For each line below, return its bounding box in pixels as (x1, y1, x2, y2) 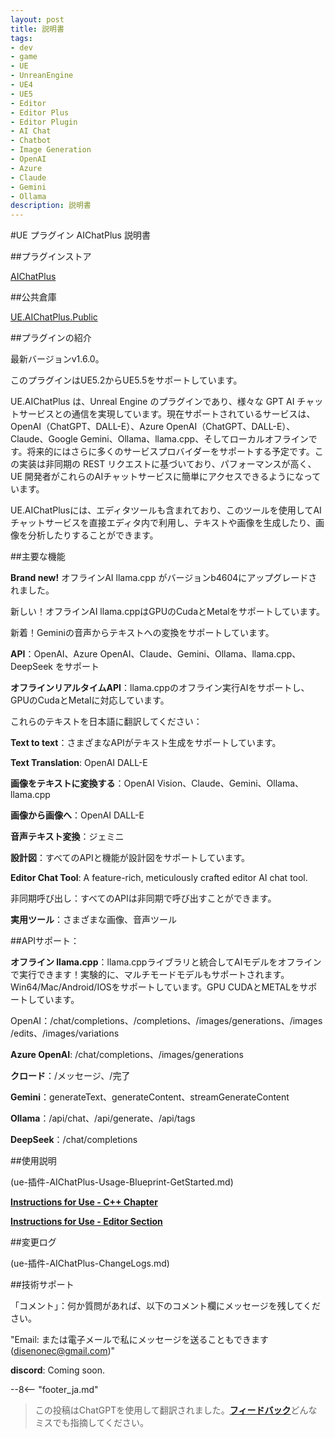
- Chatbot (10, 136, 52, 146)
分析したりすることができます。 (27, 529, 159, 541)
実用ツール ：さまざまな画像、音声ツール (10, 914, 177, 926)
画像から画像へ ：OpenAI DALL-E (10, 809, 145, 821)
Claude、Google (10, 433, 78, 445)
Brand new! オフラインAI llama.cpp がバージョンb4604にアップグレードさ (10, 572, 318, 584)
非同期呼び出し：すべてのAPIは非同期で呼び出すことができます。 (10, 892, 277, 905)
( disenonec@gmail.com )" (10, 1345, 116, 1357)
